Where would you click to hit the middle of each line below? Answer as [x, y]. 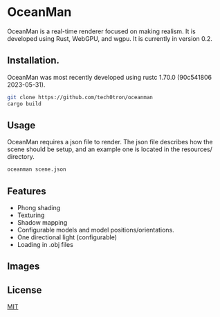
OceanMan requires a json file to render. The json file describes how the [110, 142]
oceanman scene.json [37, 170]
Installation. [34, 61]
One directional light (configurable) [67, 237]
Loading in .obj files [45, 245]
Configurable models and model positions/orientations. [95, 230]
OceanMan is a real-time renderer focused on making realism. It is [101, 31]
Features [27, 191]
